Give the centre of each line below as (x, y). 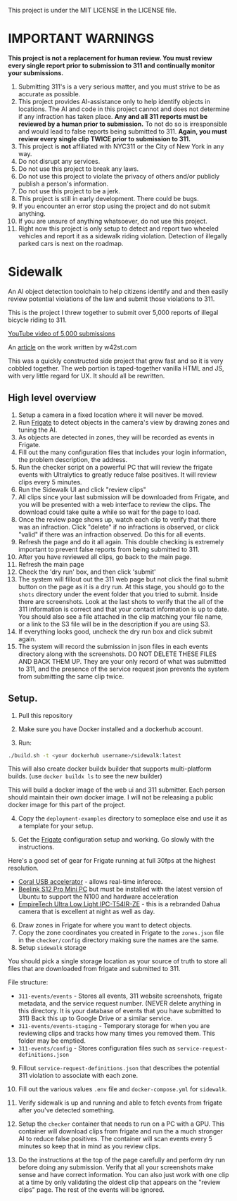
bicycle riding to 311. (38, 320)
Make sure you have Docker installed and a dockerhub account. (110, 729)
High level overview (52, 398)
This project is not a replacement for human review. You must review (110, 58)
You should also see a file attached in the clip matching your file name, (121, 616)
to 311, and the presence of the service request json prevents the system (123, 669)
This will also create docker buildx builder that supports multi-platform (110, 769)
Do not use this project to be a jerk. (69, 191)
